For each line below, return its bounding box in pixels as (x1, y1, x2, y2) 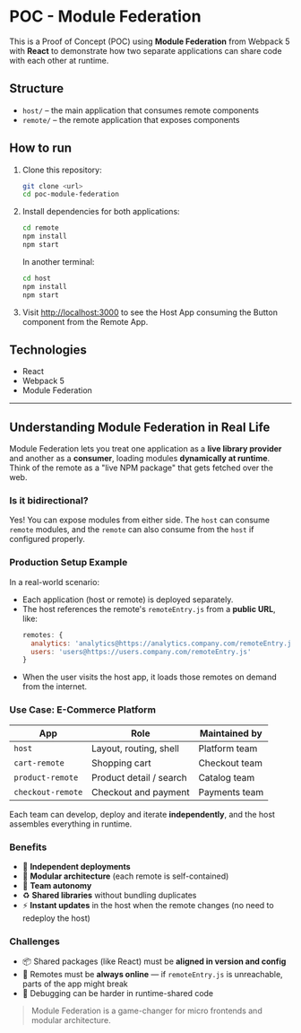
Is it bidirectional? (9, 495, 89, 507)
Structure (9, 81, 64, 96)
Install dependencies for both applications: (21, 206, 181, 217)
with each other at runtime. (9, 55, 109, 66)
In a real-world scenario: (9, 576, 100, 587)
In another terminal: (21, 256, 95, 267)
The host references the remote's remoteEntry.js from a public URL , (21, 603, 276, 614)
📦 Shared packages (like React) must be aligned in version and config (21, 956, 287, 967)
